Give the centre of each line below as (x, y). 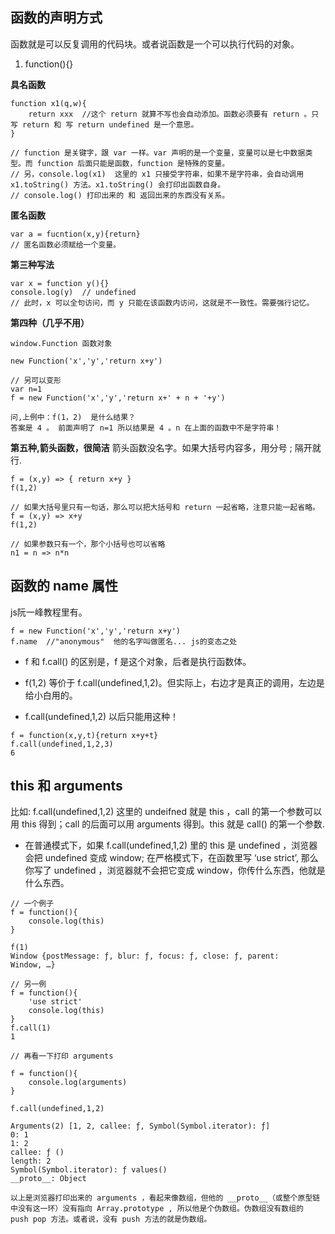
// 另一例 (28, 984)
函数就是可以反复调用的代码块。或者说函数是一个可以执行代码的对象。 (155, 44)
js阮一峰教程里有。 (49, 612)
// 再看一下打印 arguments (62, 1056)
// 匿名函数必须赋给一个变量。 (66, 244)
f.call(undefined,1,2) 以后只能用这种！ (102, 716)
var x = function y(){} (60, 283)
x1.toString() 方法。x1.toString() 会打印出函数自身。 (118, 184)
